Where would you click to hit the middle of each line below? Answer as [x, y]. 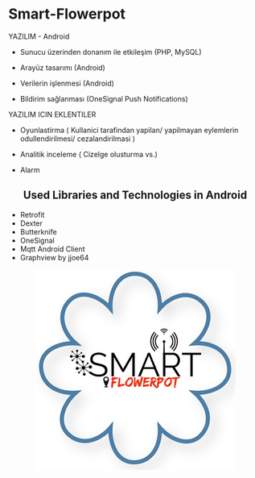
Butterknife [39, 231]
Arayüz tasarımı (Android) [63, 67]
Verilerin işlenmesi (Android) [67, 83]
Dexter [31, 223]
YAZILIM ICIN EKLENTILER [52, 114]
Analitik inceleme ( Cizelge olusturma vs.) [89, 154]
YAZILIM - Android [39, 36]
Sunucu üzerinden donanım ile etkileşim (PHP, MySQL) [111, 52]
